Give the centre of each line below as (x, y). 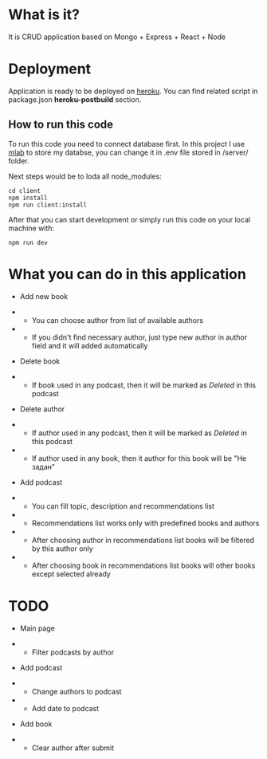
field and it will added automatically (90, 345)
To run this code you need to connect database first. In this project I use (127, 144)
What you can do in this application (128, 274)
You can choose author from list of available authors (118, 320)
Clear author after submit (73, 748)
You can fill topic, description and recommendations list (123, 506)
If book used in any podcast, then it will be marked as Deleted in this (144, 385)
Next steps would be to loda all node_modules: (85, 176)
